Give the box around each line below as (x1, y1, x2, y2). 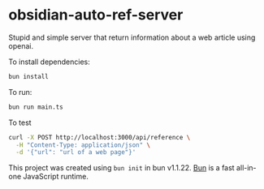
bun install (8, 72, 49, 80)
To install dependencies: (8, 57, 91, 67)
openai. (8, 41, 34, 50)
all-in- (236, 163, 258, 173)
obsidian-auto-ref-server (8, 6, 184, 24)
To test (8, 118, 32, 127)
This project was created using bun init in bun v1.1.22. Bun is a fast (8, 163, 235, 173)
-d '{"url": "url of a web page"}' (15, 148, 136, 157)
